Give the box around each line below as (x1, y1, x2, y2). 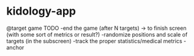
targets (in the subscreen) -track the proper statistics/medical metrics (6, 37, 182, 44)
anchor (6, 44, 24, 51)
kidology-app (6, 4, 76, 18)
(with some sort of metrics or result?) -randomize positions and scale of (6, 30, 188, 38)
